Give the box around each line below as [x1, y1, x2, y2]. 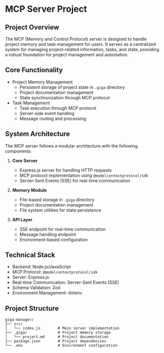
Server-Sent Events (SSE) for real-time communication [19, 177, 131, 183]
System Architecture [5, 130, 70, 138]
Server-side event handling [19, 110, 75, 116]
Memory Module [12, 187, 47, 193]
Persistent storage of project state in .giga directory [19, 84, 125, 90]
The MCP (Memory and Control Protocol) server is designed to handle [5, 36, 147, 42]
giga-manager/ [5, 317, 34, 323]
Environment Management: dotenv [12, 290, 82, 296]
